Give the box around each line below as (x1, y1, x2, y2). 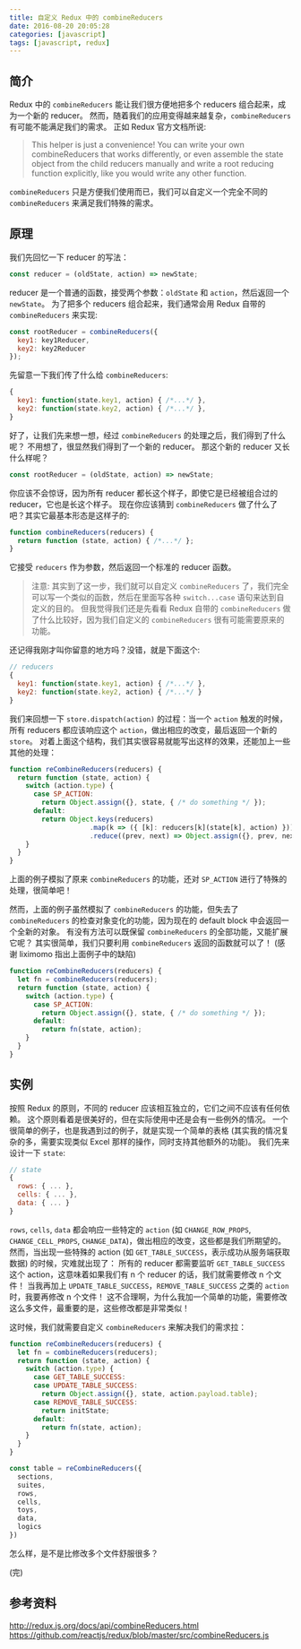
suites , (17, 1481, 47, 1489)
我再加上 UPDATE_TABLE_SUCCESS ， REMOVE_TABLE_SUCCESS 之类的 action (34, 1280, 289, 1291)
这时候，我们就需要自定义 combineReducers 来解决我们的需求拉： (9, 1321, 247, 1332)
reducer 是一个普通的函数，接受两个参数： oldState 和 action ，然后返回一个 (9, 287, 289, 298)
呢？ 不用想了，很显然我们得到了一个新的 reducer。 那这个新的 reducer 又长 (9, 441, 290, 452)
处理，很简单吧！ (9, 885, 73, 896)
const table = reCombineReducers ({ (9, 1464, 142, 1473)
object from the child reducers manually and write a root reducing (30, 159, 275, 169)
